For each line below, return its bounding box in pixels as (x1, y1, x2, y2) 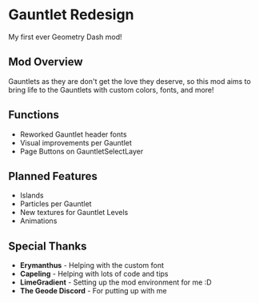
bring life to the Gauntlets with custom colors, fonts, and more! (8, 85, 214, 94)
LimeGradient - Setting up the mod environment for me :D (19, 277, 212, 287)
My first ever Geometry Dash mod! (8, 32, 122, 42)
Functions (8, 108, 60, 122)
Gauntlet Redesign (8, 6, 134, 24)
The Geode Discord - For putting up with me (19, 286, 167, 296)
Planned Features (8, 169, 98, 183)
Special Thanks (8, 239, 87, 253)
